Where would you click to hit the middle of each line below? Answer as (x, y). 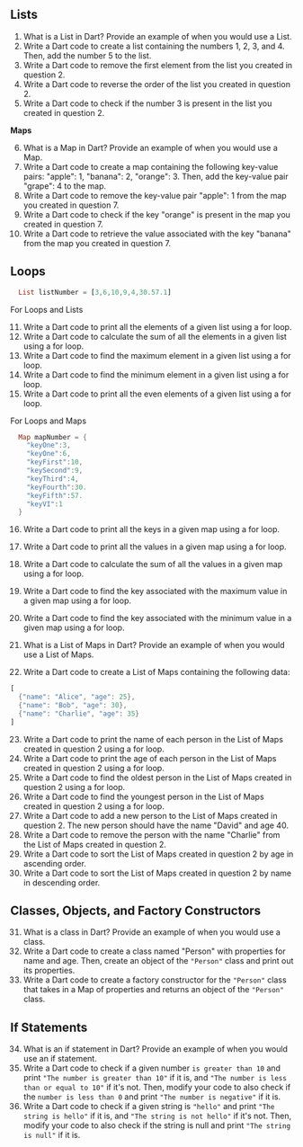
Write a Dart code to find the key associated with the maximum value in (155, 591)
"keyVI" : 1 (45, 504)
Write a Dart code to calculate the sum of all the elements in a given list (155, 336)
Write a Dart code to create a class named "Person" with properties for (154, 951)
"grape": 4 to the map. (65, 186)
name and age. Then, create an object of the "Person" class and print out (158, 961)
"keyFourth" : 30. (57, 487)
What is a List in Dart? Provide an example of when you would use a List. (157, 36)
